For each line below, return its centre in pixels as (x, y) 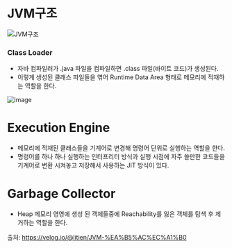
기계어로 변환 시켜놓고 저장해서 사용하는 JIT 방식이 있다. (93, 165)
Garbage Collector (61, 194)
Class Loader (30, 52)
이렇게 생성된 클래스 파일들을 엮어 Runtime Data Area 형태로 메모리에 (111, 77)
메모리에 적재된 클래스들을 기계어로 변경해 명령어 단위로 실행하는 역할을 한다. (121, 148)
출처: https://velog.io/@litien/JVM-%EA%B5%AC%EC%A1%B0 (97, 238)
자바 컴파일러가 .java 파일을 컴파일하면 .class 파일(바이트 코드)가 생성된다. (118, 69)
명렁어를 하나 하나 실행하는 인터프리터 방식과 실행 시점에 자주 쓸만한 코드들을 (121, 157)
